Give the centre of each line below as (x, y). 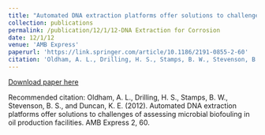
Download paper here (43, 82)
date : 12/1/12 (32, 37)
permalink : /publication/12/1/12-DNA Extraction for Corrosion (114, 30)
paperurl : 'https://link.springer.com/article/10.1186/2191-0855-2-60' (128, 52)
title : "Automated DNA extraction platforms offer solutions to (116, 15)
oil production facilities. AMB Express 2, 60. (79, 122)
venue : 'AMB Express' (44, 45)
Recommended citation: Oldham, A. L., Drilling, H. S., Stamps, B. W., (118, 97)
